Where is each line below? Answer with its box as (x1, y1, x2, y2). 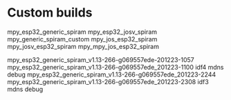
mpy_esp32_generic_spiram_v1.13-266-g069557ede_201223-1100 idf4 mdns (7, 63, 224, 71)
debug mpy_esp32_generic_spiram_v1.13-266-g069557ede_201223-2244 (7, 70, 216, 79)
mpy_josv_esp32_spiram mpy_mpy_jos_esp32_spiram (7, 42, 159, 50)
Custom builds (7, 5, 93, 21)
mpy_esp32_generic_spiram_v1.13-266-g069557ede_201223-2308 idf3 (7, 77, 209, 86)
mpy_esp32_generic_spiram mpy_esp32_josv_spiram (7, 28, 158, 36)
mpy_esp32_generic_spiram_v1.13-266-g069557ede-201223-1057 (7, 55, 195, 63)
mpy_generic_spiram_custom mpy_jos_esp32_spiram (7, 34, 158, 43)
